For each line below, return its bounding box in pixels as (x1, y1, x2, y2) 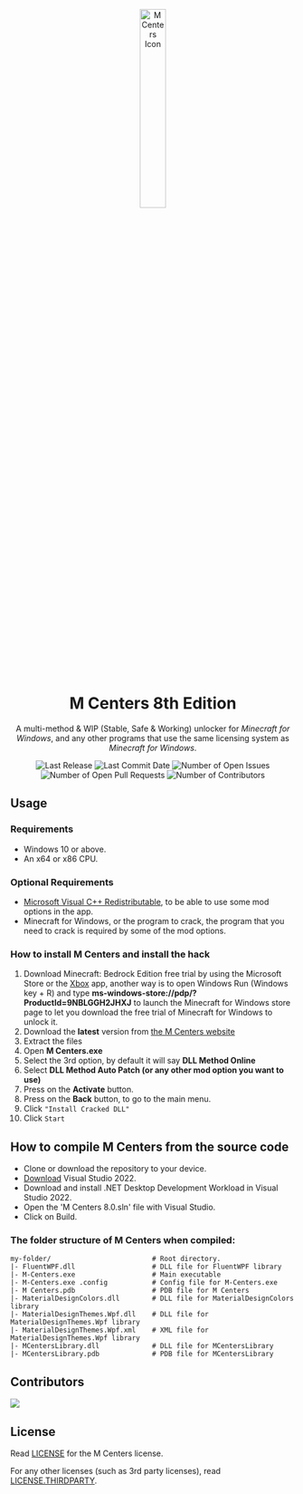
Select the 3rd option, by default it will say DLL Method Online (23, 1055, 256, 1066)
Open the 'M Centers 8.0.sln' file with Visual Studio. (23, 1201, 216, 1213)
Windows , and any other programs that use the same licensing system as (15, 732, 290, 743)
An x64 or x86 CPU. (23, 853, 99, 864)
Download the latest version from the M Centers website (23, 1027, 236, 1037)
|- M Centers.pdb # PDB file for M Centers (10, 1287, 250, 1296)
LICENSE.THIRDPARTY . (10, 1475, 98, 1486)
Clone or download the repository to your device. (23, 1163, 207, 1174)
